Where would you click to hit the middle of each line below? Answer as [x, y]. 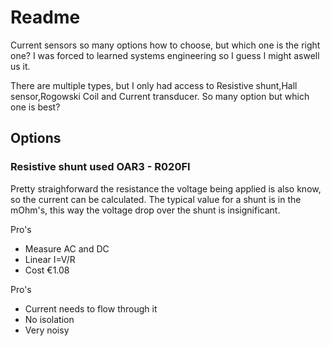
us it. [20, 66]
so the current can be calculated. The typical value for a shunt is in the [156, 199]
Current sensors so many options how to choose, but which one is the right [165, 45]
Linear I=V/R [50, 259]
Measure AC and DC [67, 248]
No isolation [49, 319]
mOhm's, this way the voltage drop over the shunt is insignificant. [145, 210]
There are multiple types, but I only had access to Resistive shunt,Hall [154, 85]
